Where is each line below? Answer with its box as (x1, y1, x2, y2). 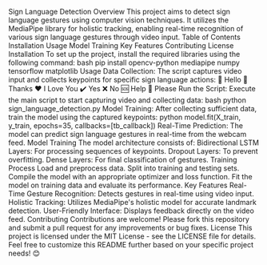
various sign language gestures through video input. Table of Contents (8, 32, 241, 42)
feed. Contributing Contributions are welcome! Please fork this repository (8, 215, 250, 223)
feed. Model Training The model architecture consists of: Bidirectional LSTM (8, 138, 260, 147)
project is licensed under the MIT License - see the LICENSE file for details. (8, 231, 257, 241)
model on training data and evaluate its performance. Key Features (8, 180, 228, 190)
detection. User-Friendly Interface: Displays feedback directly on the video (8, 206, 254, 215)
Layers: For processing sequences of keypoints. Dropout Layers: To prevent (8, 147, 258, 155)
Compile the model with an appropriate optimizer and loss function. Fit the (8, 172, 253, 181)
